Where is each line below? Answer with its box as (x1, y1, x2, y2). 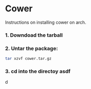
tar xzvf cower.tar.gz (5, 56, 52, 61)
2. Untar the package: (5, 45, 58, 52)
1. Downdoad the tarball (5, 32, 63, 39)
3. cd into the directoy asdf (5, 68, 71, 75)
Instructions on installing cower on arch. (5, 19, 87, 25)
